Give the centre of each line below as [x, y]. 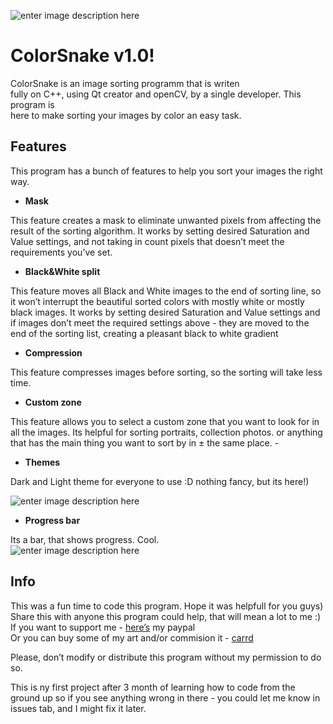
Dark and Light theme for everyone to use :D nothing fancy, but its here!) [160, 481]
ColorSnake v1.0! [82, 56]
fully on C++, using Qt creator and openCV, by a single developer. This [156, 94]
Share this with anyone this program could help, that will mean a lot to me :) [166, 616]
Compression [53, 352]
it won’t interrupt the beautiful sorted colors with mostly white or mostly [157, 301]
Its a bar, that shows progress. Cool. [85, 539]
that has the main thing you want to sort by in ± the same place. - [145, 442]
